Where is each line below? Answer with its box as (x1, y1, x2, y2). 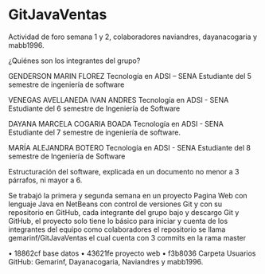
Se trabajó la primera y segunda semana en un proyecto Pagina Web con (8, 190, 248, 200)
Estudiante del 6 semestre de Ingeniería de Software (8, 104, 181, 113)
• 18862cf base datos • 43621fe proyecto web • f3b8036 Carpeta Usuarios (8, 249, 256, 258)
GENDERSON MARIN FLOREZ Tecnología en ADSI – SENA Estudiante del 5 (8, 71, 252, 80)
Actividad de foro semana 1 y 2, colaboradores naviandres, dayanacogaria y (8, 32, 257, 41)
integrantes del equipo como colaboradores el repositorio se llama (8, 225, 226, 234)
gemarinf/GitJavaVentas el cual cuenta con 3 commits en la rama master (8, 233, 247, 242)
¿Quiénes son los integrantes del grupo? (8, 56, 141, 65)
